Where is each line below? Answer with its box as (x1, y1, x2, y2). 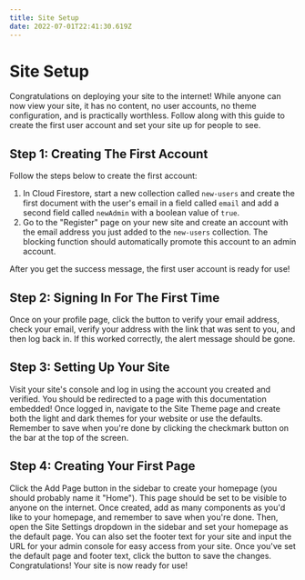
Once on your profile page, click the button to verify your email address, (9, 315, 280, 325)
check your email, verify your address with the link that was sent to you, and (9, 324, 296, 335)
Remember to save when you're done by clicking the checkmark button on (9, 422, 290, 433)
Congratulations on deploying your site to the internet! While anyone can (9, 91, 281, 102)
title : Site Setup (9, 13, 79, 23)
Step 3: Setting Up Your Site (9, 360, 170, 375)
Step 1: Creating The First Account (9, 146, 208, 162)
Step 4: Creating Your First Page (9, 458, 196, 474)
